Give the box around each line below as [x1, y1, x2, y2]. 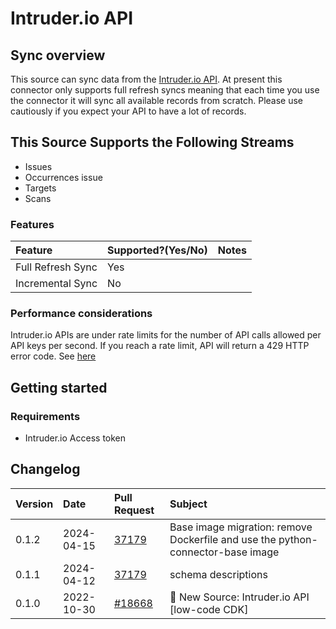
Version [15, 497, 54, 511]
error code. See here [10, 350, 97, 362]
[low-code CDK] [169, 602, 249, 616]
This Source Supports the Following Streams [10, 134, 295, 151]
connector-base [169, 545, 248, 559]
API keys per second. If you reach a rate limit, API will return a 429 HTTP [10, 340, 310, 352]
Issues [24, 160, 53, 172]
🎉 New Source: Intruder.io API [169, 590, 310, 604]
